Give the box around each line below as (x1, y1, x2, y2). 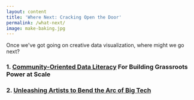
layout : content (6, 8, 47, 15)
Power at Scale (6, 70, 51, 79)
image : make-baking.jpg (6, 25, 66, 32)
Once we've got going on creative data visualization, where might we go (6, 42, 184, 49)
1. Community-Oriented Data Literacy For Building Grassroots (6, 63, 188, 71)
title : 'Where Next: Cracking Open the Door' (6, 14, 122, 20)
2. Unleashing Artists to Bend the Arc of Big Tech (6, 86, 151, 95)
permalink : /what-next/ (6, 20, 66, 26)
